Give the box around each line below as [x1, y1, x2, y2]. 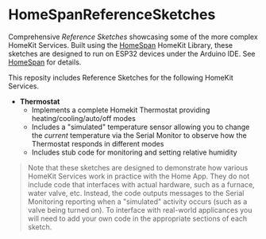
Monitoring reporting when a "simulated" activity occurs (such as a [27, 197, 248, 206]
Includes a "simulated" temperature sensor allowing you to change [31, 122, 250, 131]
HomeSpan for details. [8, 57, 82, 67]
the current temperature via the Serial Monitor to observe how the [31, 130, 248, 140]
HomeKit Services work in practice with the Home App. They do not [27, 171, 250, 181]
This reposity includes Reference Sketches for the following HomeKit [8, 72, 234, 82]
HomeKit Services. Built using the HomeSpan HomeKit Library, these [8, 40, 233, 49]
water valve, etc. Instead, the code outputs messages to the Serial [27, 188, 245, 198]
